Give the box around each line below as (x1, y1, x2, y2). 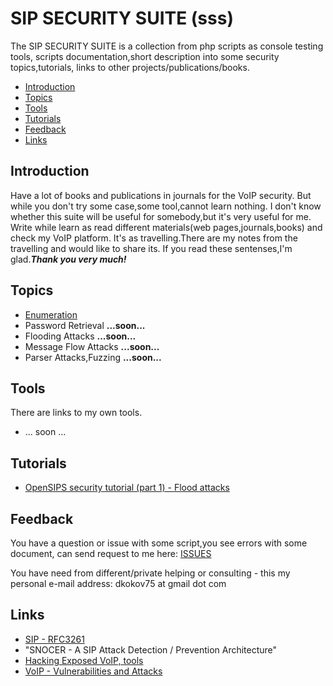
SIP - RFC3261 (24, 633, 85, 645)
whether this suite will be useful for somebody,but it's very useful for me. (10, 210, 312, 222)
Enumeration (24, 308, 78, 321)
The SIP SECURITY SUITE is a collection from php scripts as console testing (10, 40, 324, 52)
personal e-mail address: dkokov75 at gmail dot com (10, 578, 227, 589)
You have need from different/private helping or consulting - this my (10, 567, 291, 579)
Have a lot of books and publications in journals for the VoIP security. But (10, 189, 312, 201)
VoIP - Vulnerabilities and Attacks (24, 665, 163, 677)
